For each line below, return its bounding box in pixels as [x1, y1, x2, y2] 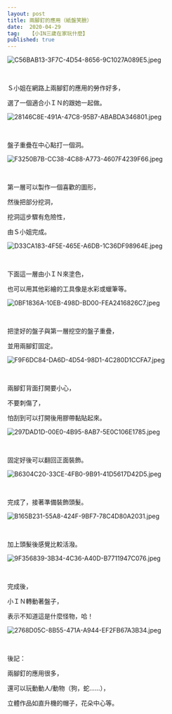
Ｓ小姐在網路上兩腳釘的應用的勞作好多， [7, 84, 124, 92]
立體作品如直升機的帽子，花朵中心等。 [7, 699, 118, 708]
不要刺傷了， [7, 399, 44, 407]
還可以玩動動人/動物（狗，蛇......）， [7, 684, 110, 692]
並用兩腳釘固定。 [7, 342, 57, 350]
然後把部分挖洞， [7, 198, 57, 206]
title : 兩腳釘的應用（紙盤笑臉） [7, 17, 93, 24]
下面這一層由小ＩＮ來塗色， [7, 270, 88, 278]
